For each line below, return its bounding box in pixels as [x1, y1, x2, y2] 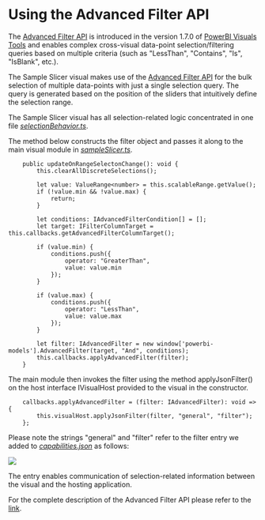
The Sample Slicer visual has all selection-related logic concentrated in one [8, 112, 254, 122]
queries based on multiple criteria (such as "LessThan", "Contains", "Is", [8, 48, 243, 58]
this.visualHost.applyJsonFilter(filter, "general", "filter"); [36, 412, 253, 420]
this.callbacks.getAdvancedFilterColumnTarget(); [8, 229, 176, 237]
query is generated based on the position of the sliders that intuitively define [8, 89, 257, 98]
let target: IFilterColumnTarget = [36, 222, 154, 230]
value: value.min [64, 263, 123, 272]
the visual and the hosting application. [8, 480, 132, 489]
